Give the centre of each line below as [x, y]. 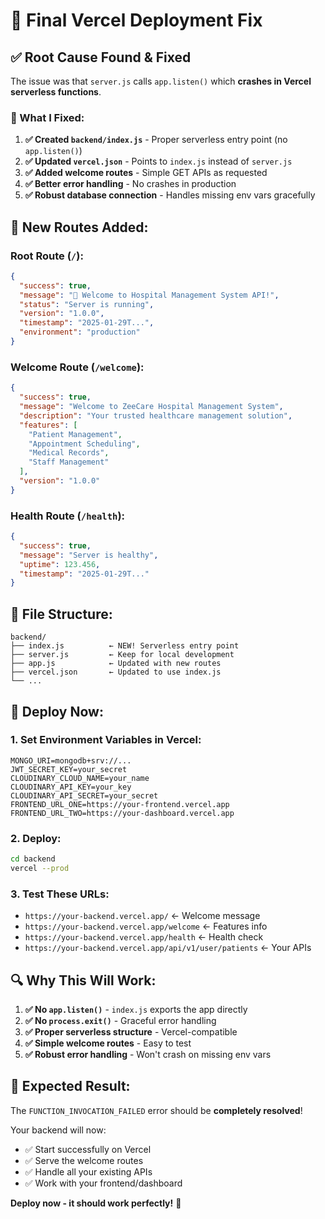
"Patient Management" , [75, 434]
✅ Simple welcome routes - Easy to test [108, 1043]
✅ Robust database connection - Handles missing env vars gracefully [170, 195]
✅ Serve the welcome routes [84, 1160]
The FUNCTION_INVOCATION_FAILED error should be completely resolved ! [156, 1110]
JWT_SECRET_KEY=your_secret [69, 769]
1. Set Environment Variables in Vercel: [106, 740]
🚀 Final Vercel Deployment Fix [136, 20]
